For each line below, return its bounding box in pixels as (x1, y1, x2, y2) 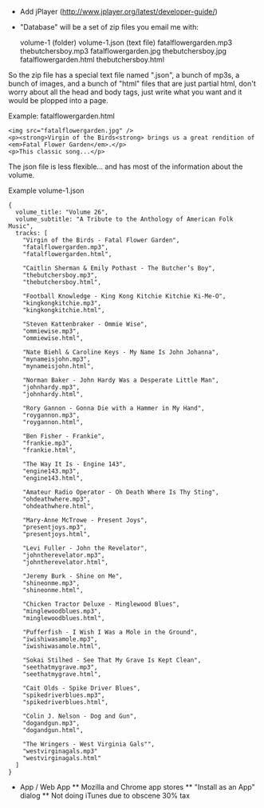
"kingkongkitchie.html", (22, 306, 105, 314)
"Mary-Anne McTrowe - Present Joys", (22, 516, 148, 524)
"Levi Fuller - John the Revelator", (22, 544, 148, 552)
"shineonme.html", (22, 586, 84, 594)
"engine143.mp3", (22, 467, 81, 475)
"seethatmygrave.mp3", (22, 663, 98, 671)
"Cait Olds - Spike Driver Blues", (22, 684, 141, 692)
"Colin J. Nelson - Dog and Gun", (22, 712, 137, 720)
